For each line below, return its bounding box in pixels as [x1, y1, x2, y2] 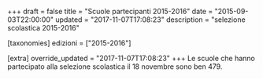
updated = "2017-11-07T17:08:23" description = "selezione [55, 15, 246, 24]
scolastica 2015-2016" [7, 23, 80, 32]
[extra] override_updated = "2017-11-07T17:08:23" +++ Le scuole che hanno [7, 54, 255, 63]
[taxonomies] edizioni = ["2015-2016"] [7, 38, 131, 48]
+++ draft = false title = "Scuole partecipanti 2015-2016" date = [7, 7, 213, 16]
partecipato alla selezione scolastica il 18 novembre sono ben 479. [7, 62, 223, 71]
